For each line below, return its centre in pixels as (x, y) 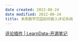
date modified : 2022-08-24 (33, 14)
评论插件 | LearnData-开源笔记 (36, 34)
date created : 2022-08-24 (32, 10)
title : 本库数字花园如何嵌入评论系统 (39, 19)
